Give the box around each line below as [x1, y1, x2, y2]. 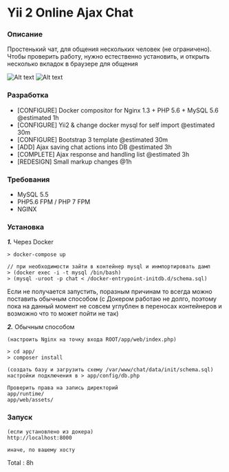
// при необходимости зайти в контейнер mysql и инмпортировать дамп [7, 264, 211, 271]
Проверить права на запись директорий [7, 384, 118, 391]
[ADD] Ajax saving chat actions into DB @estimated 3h [17, 143, 172, 151]
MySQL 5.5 [17, 190, 49, 199]
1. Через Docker [7, 238, 54, 246]
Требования [7, 175, 50, 184]
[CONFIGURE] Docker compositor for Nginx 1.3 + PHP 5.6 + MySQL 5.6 [17, 106, 219, 115]
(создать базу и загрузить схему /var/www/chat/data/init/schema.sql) [7, 366, 214, 373]
